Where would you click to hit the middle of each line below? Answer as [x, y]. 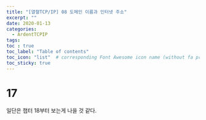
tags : [13, 40]
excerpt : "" [21, 18]
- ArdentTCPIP [30, 35]
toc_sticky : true [29, 63]
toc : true [20, 46]
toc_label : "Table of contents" [48, 52]
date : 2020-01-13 [29, 23]
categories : [21, 29]
